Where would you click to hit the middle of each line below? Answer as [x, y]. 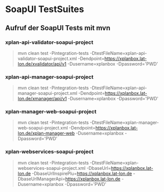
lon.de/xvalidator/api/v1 [42, 63]
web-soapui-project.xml [43, 128]
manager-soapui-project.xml [47, 93]
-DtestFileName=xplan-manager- [124, 122]
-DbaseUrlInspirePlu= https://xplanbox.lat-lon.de [82, 173]
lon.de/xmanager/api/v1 [42, 99]
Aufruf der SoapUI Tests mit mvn [58, 28]
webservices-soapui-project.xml [51, 168]
